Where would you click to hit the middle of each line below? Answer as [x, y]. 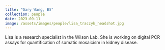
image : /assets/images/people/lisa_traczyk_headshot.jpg [65, 23]
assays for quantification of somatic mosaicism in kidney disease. [71, 43]
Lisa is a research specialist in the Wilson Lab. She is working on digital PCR [82, 37]
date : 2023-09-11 [23, 19]
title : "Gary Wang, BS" [29, 10]
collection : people [25, 14]
